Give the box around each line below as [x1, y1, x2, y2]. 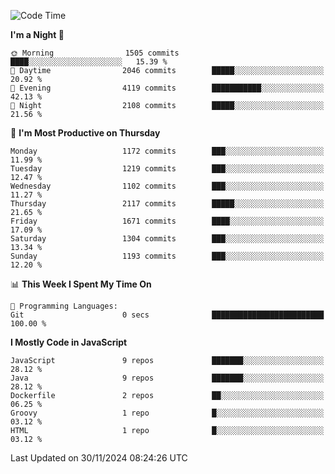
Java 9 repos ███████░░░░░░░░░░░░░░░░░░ [10, 373, 325, 383]
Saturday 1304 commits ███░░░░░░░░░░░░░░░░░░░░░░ [10, 234, 325, 244]
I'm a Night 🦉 [10, 29, 65, 40]
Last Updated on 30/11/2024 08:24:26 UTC [10, 452, 188, 464]
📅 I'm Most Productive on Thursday [10, 127, 161, 139]
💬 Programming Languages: [10, 301, 118, 311]
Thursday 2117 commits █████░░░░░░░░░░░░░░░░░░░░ [10, 199, 325, 209]
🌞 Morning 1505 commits [10, 48, 180, 58]
